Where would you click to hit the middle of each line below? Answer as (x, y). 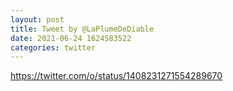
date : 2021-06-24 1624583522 (71, 38)
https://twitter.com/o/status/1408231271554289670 (116, 76)
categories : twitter (53, 47)
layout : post (37, 19)
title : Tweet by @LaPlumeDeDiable (82, 29)
